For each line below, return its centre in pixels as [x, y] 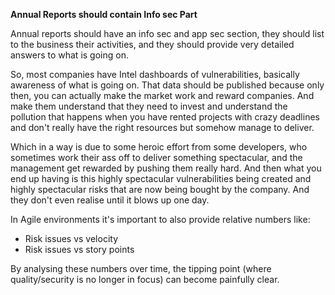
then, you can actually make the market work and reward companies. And [162, 95]
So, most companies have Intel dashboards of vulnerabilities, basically [155, 74]
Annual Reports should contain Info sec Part [104, 14]
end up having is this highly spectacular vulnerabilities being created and [161, 178]
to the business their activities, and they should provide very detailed [152, 44]
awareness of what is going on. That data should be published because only [167, 85]
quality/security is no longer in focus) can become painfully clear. [145, 279]
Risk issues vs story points [79, 249]
